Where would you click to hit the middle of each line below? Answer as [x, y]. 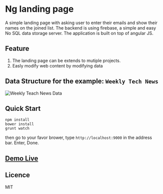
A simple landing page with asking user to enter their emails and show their [81, 23]
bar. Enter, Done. [22, 143]
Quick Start [23, 109]
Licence [18, 175]
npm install [17, 120]
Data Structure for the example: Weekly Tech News [82, 81]
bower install [20, 124]
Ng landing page [39, 9]
